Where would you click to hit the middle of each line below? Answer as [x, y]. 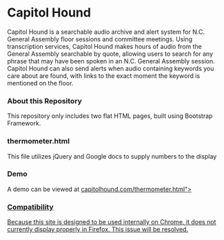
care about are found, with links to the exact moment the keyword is [104, 76]
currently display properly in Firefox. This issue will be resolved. [98, 230]
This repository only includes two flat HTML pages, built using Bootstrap [110, 116]
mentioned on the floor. [40, 83]
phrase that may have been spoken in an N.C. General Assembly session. [111, 61]
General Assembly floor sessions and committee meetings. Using [100, 39]
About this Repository [45, 101]
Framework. [24, 123]
